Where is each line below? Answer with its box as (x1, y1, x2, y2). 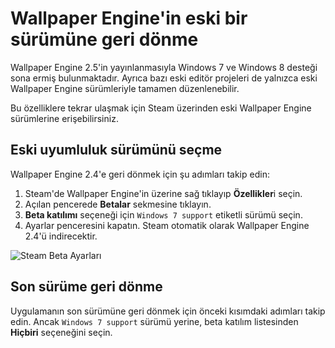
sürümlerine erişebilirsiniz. (10, 112, 119, 124)
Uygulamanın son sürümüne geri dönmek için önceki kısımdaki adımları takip (10, 305, 326, 317)
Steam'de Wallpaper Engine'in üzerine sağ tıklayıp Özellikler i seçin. (24, 187, 303, 199)
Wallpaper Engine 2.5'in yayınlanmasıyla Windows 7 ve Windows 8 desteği (10, 61, 318, 73)
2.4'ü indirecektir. (24, 230, 98, 242)
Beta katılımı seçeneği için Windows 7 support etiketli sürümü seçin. (24, 208, 303, 221)
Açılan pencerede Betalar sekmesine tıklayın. (24, 198, 212, 210)
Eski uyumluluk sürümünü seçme (10, 142, 223, 159)
